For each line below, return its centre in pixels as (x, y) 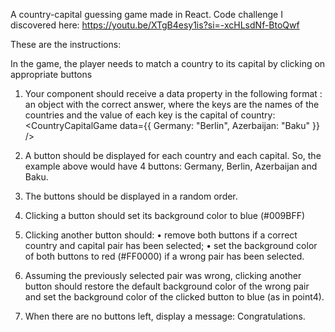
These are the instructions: (66, 44)
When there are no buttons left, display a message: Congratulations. (165, 316)
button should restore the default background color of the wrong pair (167, 286)
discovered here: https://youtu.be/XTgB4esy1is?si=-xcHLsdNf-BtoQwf (155, 25)
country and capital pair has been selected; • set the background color (171, 245)
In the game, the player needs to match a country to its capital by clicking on (168, 63)
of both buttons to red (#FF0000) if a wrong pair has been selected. (164, 256)
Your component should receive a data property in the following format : (173, 93)
